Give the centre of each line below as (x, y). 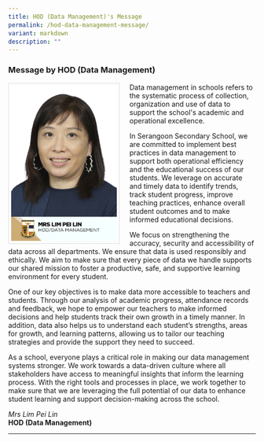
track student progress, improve (181, 194)
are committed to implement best (183, 144)
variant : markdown (38, 33)
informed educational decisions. (181, 219)
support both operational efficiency (186, 160)
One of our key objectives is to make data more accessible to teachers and (129, 292)
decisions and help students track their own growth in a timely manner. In (126, 317)
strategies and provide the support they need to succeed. (101, 341)
